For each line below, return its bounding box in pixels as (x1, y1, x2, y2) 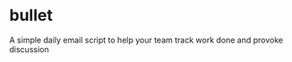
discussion (9, 43, 49, 54)
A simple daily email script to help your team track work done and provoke (9, 35, 284, 45)
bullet (9, 5, 54, 26)
